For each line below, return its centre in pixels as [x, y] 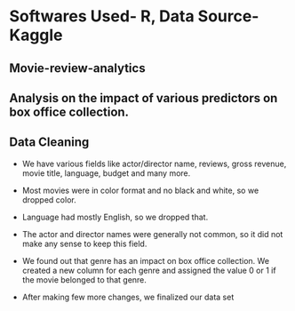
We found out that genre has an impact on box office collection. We [145, 260]
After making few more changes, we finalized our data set [128, 297]
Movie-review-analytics [77, 68]
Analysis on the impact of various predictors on [144, 98]
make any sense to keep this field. [84, 243]
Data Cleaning [49, 143]
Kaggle [36, 35]
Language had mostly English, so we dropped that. [115, 217]
